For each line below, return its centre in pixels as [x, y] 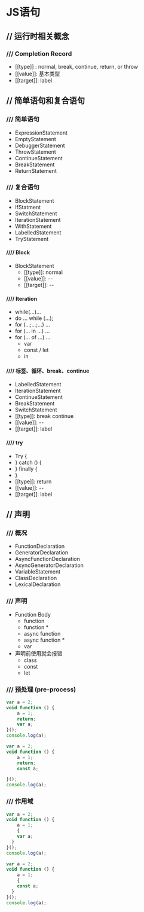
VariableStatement [38, 572]
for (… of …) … [33, 337]
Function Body [33, 614]
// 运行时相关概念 [38, 36]
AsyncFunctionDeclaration [48, 559]
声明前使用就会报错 [39, 653]
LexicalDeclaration [38, 584]
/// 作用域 [20, 801]
